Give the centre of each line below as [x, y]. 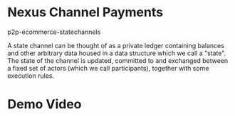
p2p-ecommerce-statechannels [54, 32]
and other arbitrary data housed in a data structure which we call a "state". [117, 53]
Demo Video [45, 104]
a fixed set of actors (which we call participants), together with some [108, 68]
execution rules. [31, 76]
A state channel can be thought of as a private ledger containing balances [116, 45]
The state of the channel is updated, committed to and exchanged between [118, 60]
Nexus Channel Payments [85, 12]
